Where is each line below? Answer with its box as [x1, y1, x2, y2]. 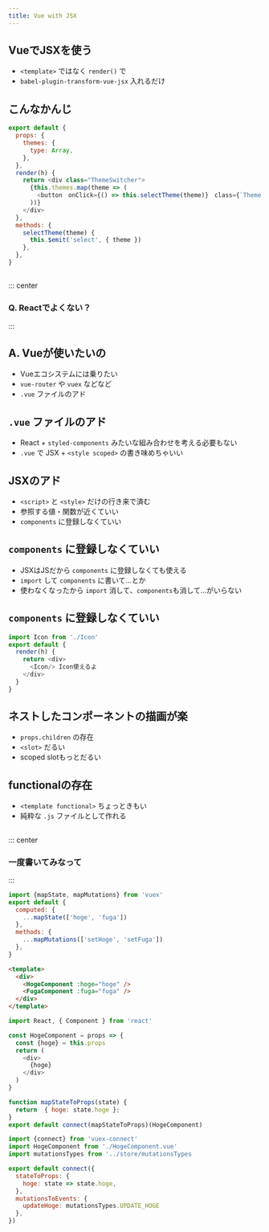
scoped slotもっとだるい [19, 752, 102, 762]
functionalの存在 [8, 778, 93, 792]
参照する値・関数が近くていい [19, 507, 119, 516]
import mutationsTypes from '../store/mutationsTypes [8, 1150, 193, 1158]
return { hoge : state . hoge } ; [15, 1106, 120, 1114]
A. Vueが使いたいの [8, 346, 107, 360]
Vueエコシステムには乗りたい [19, 369, 118, 379]
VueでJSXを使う [8, 43, 92, 57]
